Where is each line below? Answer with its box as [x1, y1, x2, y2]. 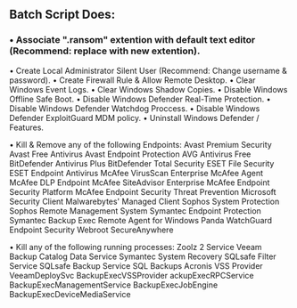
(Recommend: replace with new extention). [9, 45, 201, 57]
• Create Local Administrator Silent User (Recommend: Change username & [9, 65, 288, 76]
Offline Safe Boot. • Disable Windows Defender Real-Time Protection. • [9, 93, 271, 104]
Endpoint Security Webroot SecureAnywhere [9, 224, 174, 235]
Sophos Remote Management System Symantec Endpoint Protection [9, 205, 261, 216]
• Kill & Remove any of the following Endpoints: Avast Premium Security [9, 139, 272, 150]
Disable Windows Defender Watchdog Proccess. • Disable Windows [9, 102, 260, 114]
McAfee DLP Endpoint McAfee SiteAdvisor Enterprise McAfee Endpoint [9, 177, 270, 188]
